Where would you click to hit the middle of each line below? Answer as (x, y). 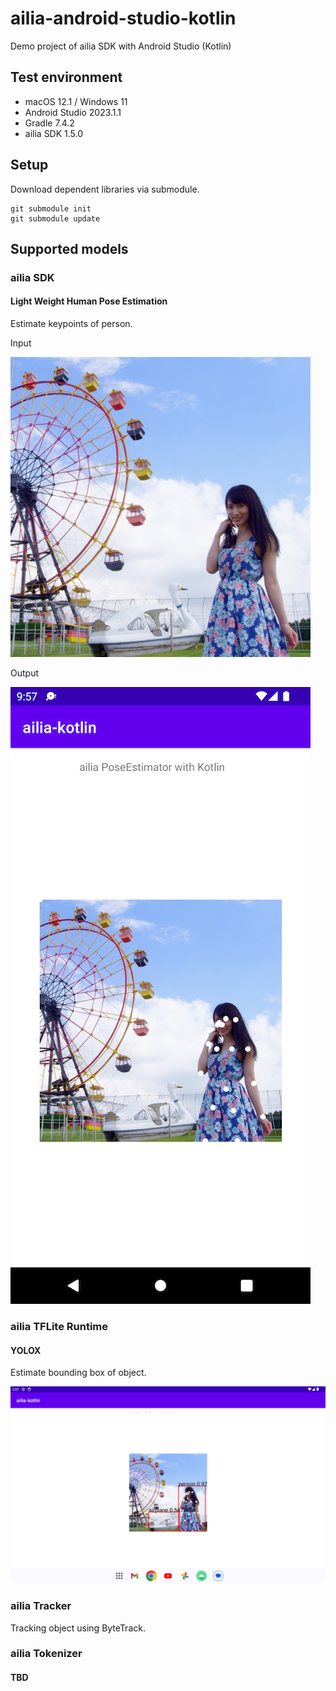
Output (24, 673)
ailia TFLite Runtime (59, 1326)
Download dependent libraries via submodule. (105, 189)
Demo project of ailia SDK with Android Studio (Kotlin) (121, 46)
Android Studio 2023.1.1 (73, 112)
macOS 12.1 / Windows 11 (76, 101)
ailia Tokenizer (46, 1654)
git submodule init (51, 208)
